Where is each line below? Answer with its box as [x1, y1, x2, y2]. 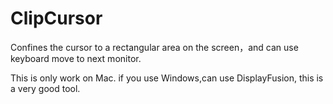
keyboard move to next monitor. [10, 52, 142, 64]
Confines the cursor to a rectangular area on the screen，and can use [10, 41, 299, 53]
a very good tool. [10, 82, 81, 94]
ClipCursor [10, 7, 103, 30]
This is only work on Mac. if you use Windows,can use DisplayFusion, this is [10, 72, 324, 84]
